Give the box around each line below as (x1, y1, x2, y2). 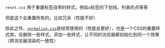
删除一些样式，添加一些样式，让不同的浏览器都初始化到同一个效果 (22, 32, 159, 37)
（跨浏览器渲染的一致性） (5, 38, 58, 44)
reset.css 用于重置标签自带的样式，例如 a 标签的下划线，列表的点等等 (5, 4, 148, 10)
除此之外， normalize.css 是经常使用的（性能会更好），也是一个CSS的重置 (5, 25, 156, 31)
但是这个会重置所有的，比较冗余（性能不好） (5, 15, 98, 21)
